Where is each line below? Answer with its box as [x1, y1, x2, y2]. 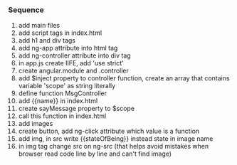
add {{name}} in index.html [18, 97, 98, 105]
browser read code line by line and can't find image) [18, 149, 172, 158]
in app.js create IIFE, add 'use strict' [18, 59, 124, 68]
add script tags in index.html [18, 28, 102, 37]
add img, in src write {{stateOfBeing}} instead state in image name [18, 134, 214, 143]
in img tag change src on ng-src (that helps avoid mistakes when [18, 142, 209, 151]
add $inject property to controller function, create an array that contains [18, 74, 230, 82]
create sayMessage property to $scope [18, 105, 135, 113]
